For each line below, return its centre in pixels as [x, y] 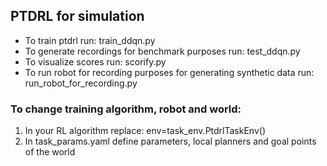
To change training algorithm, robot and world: [126, 109]
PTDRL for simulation [77, 16]
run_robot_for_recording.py [81, 83]
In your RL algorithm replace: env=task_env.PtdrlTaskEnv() [145, 131]
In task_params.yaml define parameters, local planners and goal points [170, 141]
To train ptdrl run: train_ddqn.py [90, 40]
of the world [50, 152]
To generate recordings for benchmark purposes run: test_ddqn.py [162, 51]
